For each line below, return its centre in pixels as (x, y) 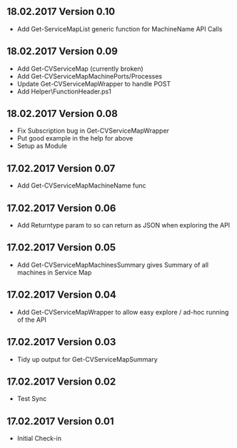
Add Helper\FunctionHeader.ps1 (64, 91)
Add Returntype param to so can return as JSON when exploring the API (123, 225)
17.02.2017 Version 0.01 (61, 421)
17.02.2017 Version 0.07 (61, 168)
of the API (32, 320)
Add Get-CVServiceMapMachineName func (82, 185)
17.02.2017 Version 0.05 (61, 248)
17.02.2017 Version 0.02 (61, 381)
